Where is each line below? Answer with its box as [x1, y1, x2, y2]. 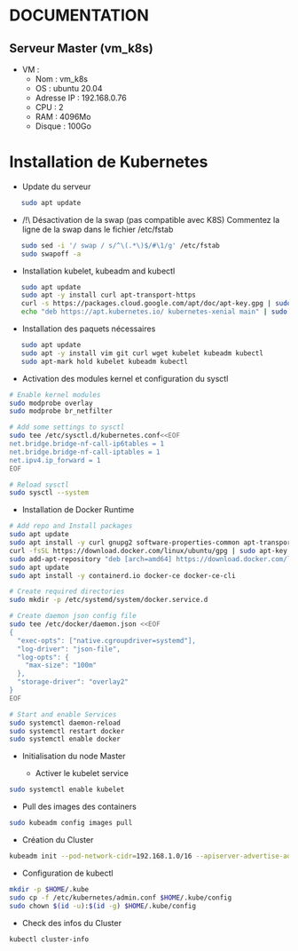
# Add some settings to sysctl [9, 423, 125, 432]
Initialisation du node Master [21, 751, 126, 762]
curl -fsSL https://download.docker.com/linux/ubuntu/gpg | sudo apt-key [9, 546, 288, 555]
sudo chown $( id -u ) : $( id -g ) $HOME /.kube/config [9, 901, 197, 910]
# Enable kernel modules [9, 390, 101, 400]
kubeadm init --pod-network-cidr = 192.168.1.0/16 [9, 852, 192, 861]
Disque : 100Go [35, 121, 91, 131]
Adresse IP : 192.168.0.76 [35, 92, 127, 103]
